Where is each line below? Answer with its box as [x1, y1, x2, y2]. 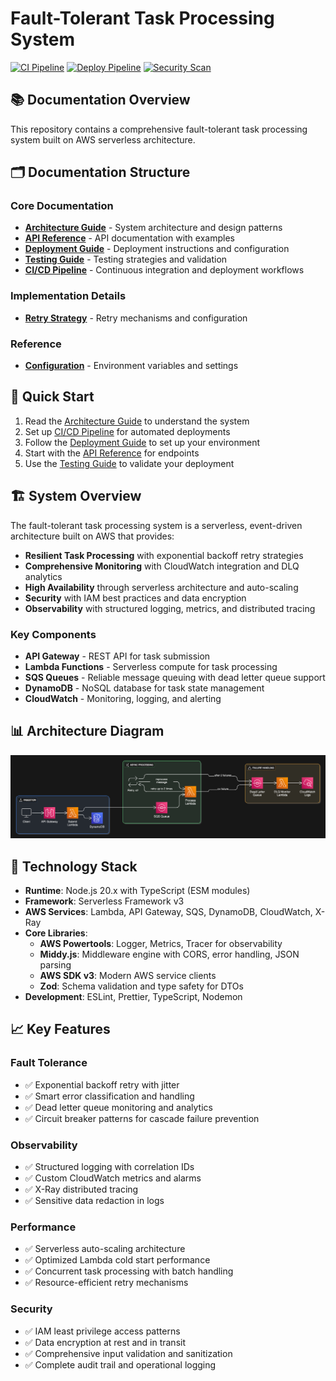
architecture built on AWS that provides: [10, 530, 175, 542]
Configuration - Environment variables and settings [24, 360, 239, 372]
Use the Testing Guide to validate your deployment [24, 457, 235, 469]
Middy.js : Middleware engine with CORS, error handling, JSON [39, 948, 300, 960]
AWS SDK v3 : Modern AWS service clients [39, 969, 217, 981]
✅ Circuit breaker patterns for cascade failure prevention [24, 1112, 260, 1124]
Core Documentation [10, 199, 114, 213]
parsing [39, 958, 72, 971]
